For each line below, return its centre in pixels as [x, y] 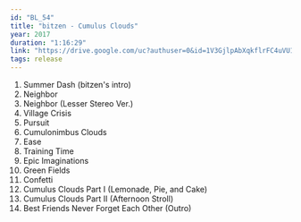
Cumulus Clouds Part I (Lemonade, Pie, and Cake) [115, 189]
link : [20, 51]
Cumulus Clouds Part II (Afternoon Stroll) [98, 199]
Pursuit [36, 123]
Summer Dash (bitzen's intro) [77, 85]
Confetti [38, 179]
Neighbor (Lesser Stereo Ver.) [78, 103]
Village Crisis [47, 113]
